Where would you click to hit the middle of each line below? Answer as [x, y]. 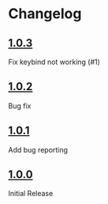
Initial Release [31, 194]
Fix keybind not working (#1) [54, 62]
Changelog [45, 14]
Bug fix [20, 106]
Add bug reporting [38, 149]
